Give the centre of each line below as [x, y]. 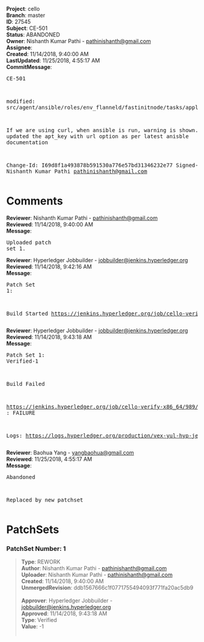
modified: [21, 101]
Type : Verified [39, 620]
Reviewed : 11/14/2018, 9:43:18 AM [49, 337]
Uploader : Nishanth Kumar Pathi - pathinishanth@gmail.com [97, 575]
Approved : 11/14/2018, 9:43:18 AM [64, 613]
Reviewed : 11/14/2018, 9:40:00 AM [50, 224]
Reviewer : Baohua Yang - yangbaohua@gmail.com [70, 452]
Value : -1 [32, 627]
